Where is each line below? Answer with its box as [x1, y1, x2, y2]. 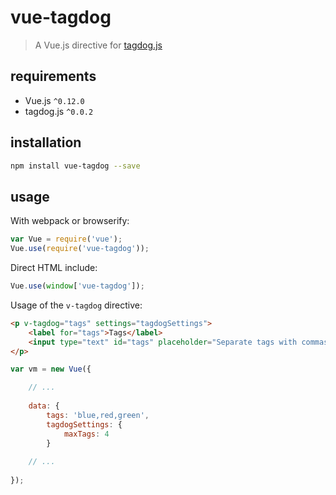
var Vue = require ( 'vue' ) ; [10, 234, 123, 245]
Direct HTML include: [10, 262, 98, 273]
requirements [10, 68, 97, 85]
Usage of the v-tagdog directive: [10, 299, 143, 311]
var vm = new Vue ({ [10, 364, 92, 375]
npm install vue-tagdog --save [10, 161, 141, 171]
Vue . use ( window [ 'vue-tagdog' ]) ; [10, 281, 145, 291]
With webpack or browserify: [10, 215, 130, 227]
